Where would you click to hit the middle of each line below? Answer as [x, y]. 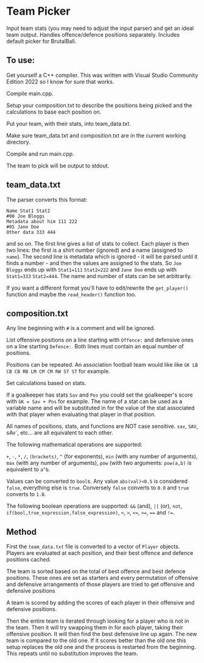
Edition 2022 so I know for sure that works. [60, 81]
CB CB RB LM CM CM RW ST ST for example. [58, 372]
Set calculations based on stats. [46, 383]
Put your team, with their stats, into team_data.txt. [69, 123]
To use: [21, 60]
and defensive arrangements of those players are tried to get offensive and [100, 584]
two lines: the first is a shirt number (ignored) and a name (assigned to [94, 250]
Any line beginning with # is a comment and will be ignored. [81, 328]
